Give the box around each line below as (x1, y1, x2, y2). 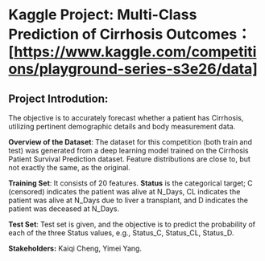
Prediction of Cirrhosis (8, 26, 164, 43)
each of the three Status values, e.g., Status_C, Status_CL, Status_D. (8, 228, 234, 238)
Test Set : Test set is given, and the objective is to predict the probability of (8, 219, 256, 229)
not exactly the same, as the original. (8, 163, 130, 172)
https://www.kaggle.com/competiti (14, 43, 257, 61)
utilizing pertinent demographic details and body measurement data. (8, 122, 236, 131)
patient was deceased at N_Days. (8, 204, 119, 214)
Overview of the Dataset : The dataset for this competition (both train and (8, 137, 252, 146)
